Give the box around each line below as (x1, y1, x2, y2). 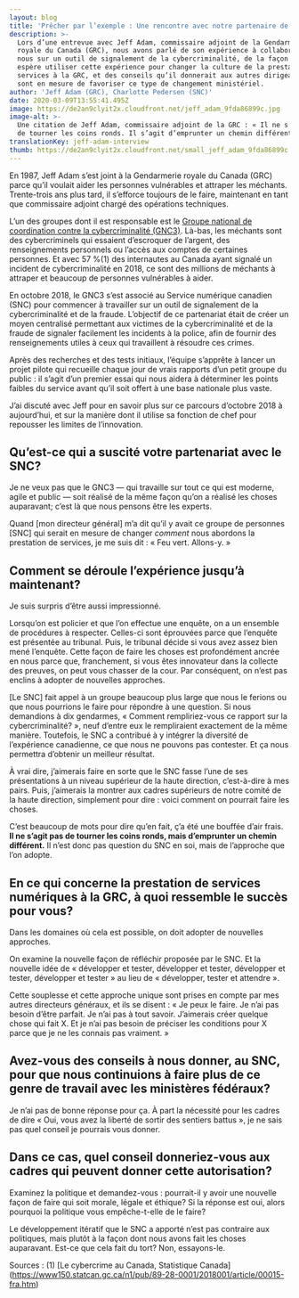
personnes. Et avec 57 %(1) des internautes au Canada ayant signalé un (9, 253, 273, 264)
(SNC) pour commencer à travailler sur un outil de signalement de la (9, 299, 259, 310)
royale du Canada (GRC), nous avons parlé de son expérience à (17, 46, 256, 55)
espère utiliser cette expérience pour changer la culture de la (17, 63, 265, 72)
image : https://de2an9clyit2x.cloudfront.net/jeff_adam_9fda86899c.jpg (9, 104, 280, 113)
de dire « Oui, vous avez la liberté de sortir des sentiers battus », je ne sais (9, 1114, 283, 1125)
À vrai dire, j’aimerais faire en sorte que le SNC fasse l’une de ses (9, 766, 248, 777)
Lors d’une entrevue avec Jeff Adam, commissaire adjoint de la (17, 37, 261, 47)
